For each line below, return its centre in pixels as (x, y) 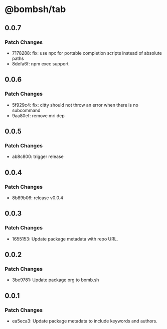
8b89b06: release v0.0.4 (38, 198)
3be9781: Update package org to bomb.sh (55, 280)
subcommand (26, 110)
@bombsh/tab (35, 9)
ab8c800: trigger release (38, 156)
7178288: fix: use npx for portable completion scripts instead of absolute (87, 53)
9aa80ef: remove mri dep (38, 115)
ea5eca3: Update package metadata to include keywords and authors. (85, 321)
